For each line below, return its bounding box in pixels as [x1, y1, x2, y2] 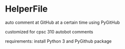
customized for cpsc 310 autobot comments [5, 29, 93, 34]
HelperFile [5, 3, 48, 15]
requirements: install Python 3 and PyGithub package [5, 38, 112, 44]
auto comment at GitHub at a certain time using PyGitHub [5, 19, 120, 25]
